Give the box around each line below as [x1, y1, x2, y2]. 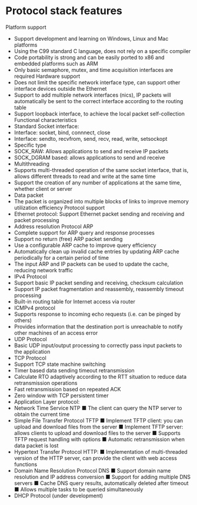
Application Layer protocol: [14, 398, 80, 405]
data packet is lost [14, 442, 59, 449]
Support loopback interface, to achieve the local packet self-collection [14, 110, 185, 117]
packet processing [14, 216, 59, 223]
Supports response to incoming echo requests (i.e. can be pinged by [14, 311, 181, 318]
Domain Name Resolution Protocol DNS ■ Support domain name [14, 467, 171, 474]
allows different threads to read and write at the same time [14, 173, 156, 180]
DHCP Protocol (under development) [14, 492, 103, 499]
